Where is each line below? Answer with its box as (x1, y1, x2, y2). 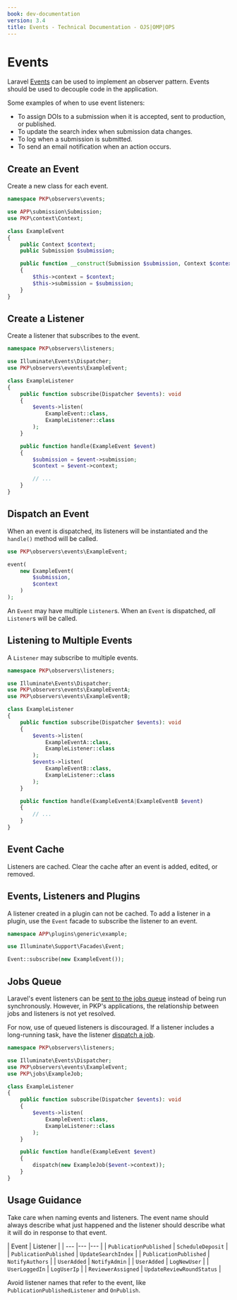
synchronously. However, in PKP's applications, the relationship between (7, 1002, 219, 1010)
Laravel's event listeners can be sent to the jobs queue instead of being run (7, 994, 227, 1003)
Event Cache (7, 843, 65, 855)
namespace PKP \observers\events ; (7, 195, 106, 203)
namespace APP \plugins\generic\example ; (7, 930, 128, 937)
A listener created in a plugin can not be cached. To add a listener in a (7, 909, 211, 918)
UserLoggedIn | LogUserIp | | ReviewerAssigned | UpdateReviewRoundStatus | (7, 1265, 221, 1273)
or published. (17, 120, 56, 128)
